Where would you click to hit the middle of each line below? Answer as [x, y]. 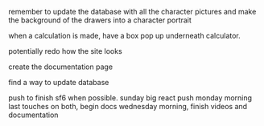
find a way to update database [59, 82]
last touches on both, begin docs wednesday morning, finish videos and [128, 106]
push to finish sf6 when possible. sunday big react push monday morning [130, 98]
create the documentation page [61, 67]
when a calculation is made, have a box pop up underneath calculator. [125, 36]
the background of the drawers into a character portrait [100, 20]
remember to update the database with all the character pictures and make [132, 12]
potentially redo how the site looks [65, 51]
